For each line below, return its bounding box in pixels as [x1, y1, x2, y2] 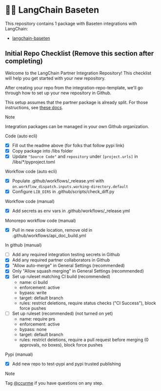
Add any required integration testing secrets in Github [12, 252, 121, 258]
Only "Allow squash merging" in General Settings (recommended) [12, 268, 144, 274]
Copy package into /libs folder [12, 148, 73, 153]
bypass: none [19, 326, 47, 332]
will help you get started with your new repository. [5, 75, 106, 81]
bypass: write [19, 289, 47, 295]
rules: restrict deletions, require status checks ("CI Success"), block [19, 300, 156, 306]
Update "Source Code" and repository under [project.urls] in [12, 153, 138, 159]
